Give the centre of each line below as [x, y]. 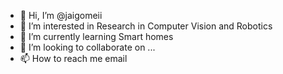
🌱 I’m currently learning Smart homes [96, 36]
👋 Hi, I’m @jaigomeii [61, 15]
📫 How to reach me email [73, 58]
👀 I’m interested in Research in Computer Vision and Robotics [146, 26]
